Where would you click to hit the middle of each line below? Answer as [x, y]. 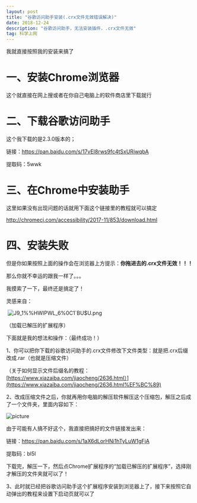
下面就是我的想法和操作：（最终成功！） [54, 338]
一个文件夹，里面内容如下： [45, 404]
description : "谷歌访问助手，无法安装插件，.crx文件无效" [71, 28]
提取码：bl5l [21, 453]
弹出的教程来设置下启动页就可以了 [53, 493]
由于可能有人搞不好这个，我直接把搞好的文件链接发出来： [76, 428]
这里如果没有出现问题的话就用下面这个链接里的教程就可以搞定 [82, 208]
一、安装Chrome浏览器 [63, 77]
